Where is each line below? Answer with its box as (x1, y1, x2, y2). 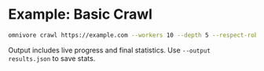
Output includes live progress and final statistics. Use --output (8, 45, 211, 55)
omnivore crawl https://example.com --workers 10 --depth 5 (8, 31, 210, 39)
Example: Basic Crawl (8, 5, 153, 23)
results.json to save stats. (8, 53, 96, 63)
